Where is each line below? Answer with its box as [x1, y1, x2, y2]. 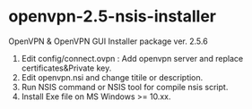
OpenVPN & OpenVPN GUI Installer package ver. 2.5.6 [8, 36, 208, 46]
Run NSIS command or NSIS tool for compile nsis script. [21, 81, 229, 92]
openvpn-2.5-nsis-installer [8, 6, 217, 27]
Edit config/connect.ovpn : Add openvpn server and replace [21, 53, 244, 63]
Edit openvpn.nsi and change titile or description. [21, 71, 204, 82]
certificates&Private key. [21, 63, 112, 73]
